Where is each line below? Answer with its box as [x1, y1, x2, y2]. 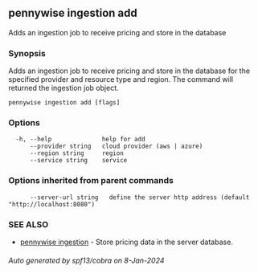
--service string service [29, 157, 128, 165]
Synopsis [8, 47, 46, 59]
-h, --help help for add [15, 136, 146, 144]
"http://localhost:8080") [8, 200, 95, 208]
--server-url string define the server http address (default [29, 193, 250, 202]
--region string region [29, 149, 125, 157]
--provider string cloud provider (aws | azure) [29, 142, 203, 151]
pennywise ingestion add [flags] [8, 99, 121, 107]
